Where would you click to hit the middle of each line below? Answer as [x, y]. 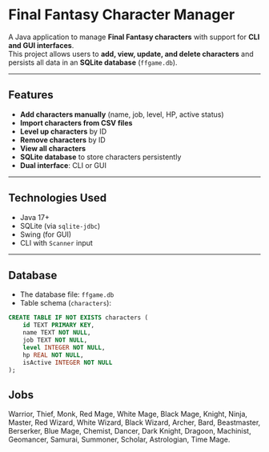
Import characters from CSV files [76, 122]
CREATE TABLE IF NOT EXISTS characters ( [78, 318]
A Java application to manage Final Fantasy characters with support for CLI [134, 37]
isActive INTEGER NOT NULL [68, 362]
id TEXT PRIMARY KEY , [58, 326]
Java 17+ [34, 217]
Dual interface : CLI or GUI [63, 165]
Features [31, 95]
